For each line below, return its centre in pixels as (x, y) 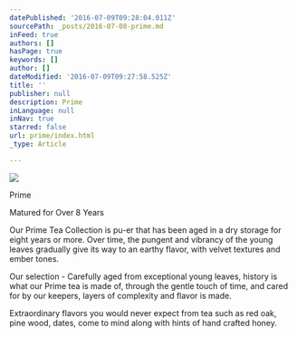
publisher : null (40, 93)
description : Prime (46, 102)
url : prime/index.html (52, 136)
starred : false (38, 128)
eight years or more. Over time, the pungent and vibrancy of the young (141, 239)
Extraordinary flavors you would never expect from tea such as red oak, (143, 313)
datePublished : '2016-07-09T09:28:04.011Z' (93, 18)
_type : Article (38, 144)
